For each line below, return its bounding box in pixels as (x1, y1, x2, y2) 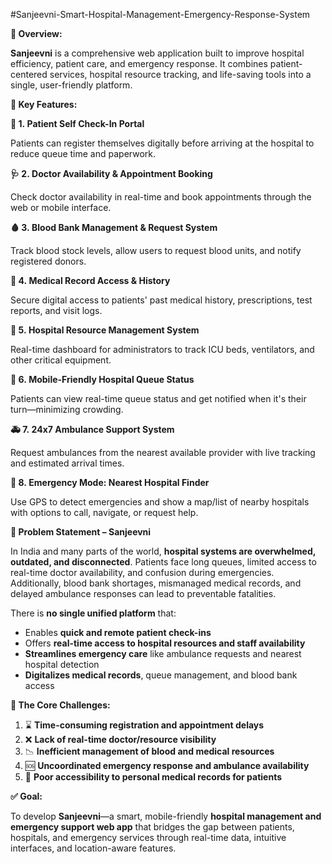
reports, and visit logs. (10, 305, 103, 316)
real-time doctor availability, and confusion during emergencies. (10, 567, 275, 578)
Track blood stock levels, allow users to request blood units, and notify (10, 245, 302, 256)
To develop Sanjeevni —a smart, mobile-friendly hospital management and (10, 810, 322, 822)
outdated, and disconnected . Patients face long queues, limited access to (10, 556, 317, 568)
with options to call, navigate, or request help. (10, 507, 199, 518)
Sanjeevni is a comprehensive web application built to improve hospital (10, 47, 305, 59)
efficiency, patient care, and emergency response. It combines (10, 58, 268, 69)
